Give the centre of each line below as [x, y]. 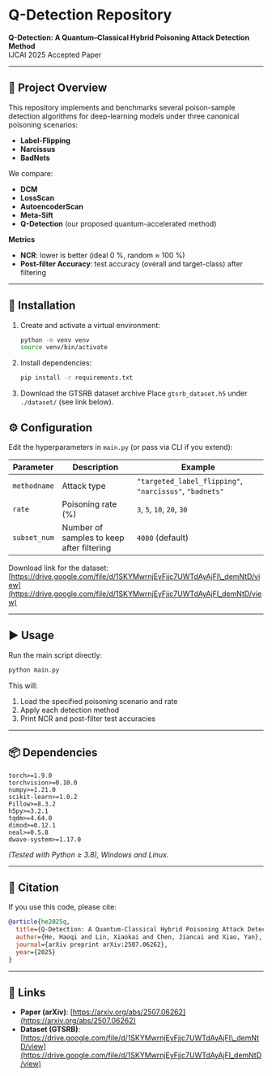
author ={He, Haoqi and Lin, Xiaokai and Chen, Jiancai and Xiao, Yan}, [139, 937]
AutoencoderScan [51, 206]
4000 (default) [162, 538]
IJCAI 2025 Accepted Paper [55, 54]
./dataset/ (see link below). [67, 402]
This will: [23, 685]
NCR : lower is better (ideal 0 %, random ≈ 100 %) [102, 255]
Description [96, 467]
